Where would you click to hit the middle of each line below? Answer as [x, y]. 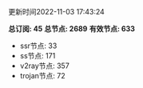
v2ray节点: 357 [44, 66]
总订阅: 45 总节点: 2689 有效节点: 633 [72, 29]
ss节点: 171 [38, 56]
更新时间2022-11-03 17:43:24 [57, 12]
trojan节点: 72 [42, 76]
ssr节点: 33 [38, 46]
